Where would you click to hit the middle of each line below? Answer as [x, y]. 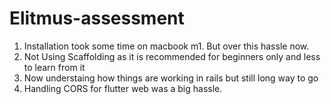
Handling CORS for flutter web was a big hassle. [123, 88]
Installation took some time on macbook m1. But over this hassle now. [166, 46]
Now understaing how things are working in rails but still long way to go [171, 78]
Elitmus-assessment [97, 18]
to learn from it [54, 67]
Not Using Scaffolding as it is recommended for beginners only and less [172, 56]
